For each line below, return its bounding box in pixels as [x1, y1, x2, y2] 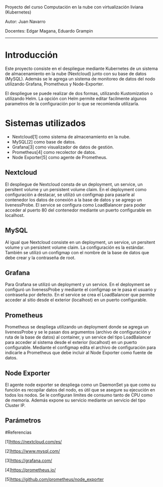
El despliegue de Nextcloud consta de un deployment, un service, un [5, 181, 143, 187]
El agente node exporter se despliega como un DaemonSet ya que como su [5, 382, 156, 388]
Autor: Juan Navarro [5, 19, 46, 24]
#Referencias [5, 429, 32, 435]
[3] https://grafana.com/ [5, 457, 52, 463]
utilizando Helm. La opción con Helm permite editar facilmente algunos [5, 96, 147, 101]
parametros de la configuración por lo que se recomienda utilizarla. [5, 100, 140, 106]
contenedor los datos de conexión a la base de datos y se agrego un [5, 196, 142, 203]
